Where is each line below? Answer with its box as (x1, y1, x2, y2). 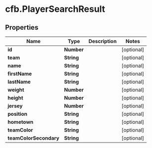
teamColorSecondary (7, 135, 59, 142)
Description (88, 38, 117, 45)
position (7, 110, 28, 117)
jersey (7, 102, 23, 109)
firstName (7, 70, 32, 77)
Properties (5, 23, 39, 32)
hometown (7, 119, 34, 125)
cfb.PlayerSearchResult (5, 3, 105, 15)
